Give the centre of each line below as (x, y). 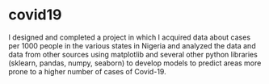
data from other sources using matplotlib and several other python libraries (133, 54)
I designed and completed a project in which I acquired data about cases (130, 37)
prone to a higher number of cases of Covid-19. (88, 71)
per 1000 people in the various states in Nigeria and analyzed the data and (132, 45)
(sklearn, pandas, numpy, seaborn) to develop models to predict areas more (135, 63)
